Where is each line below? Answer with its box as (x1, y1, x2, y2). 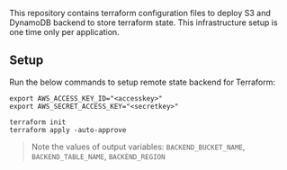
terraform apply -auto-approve (9, 125, 127, 134)
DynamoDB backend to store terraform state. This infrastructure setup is (9, 17, 278, 28)
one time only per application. (9, 27, 120, 37)
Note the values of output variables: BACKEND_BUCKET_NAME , (31, 141, 246, 152)
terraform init (9, 117, 67, 127)
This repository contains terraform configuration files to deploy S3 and (9, 8, 272, 18)
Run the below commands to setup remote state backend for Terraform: (9, 76, 276, 87)
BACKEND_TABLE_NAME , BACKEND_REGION (31, 150, 166, 161)
